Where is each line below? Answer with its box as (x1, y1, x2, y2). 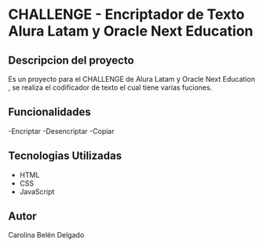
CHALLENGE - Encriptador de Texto (8, 6, 245, 24)
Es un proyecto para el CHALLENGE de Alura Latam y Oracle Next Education (8, 75, 255, 83)
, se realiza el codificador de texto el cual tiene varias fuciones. (8, 83, 213, 92)
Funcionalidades (8, 105, 92, 119)
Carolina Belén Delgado (8, 230, 85, 240)
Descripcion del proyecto (8, 53, 135, 67)
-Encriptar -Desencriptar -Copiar (8, 126, 115, 135)
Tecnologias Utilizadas (8, 149, 122, 163)
